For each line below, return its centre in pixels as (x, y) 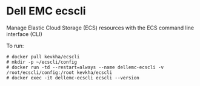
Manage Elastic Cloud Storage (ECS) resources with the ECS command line (100, 28)
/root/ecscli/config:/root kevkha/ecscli (59, 72)
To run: (15, 46)
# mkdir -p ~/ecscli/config (42, 62)
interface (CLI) (24, 34)
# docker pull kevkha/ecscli (43, 57)
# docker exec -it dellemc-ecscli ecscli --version (73, 78)
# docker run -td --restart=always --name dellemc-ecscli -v (85, 67)
